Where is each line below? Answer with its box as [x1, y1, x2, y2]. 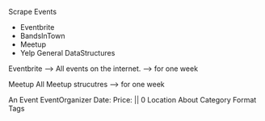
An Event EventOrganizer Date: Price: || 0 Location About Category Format [8, 95, 257, 104]
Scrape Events [8, 7, 57, 16]
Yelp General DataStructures [19, 48, 116, 57]
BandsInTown [19, 31, 65, 40]
